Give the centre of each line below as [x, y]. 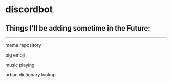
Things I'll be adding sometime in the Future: [78, 28]
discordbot [29, 9]
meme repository [23, 45]
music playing [20, 65]
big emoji [15, 55]
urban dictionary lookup [31, 75]
